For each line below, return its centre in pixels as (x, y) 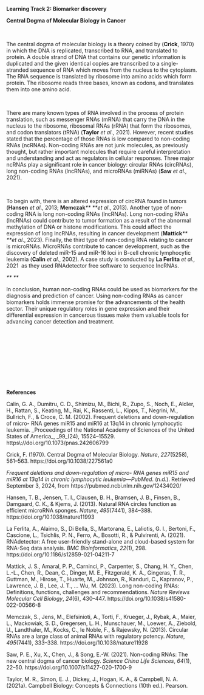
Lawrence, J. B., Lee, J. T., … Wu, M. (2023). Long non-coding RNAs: (93, 586)
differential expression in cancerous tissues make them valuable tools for (98, 315)
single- (170, 64)
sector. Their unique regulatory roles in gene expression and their (88, 309)
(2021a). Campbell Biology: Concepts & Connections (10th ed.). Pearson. (97, 686)
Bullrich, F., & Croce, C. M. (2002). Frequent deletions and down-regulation (100, 417)
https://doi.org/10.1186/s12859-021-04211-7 (60, 555)
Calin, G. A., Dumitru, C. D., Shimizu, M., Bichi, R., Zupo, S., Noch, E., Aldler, (100, 404)
